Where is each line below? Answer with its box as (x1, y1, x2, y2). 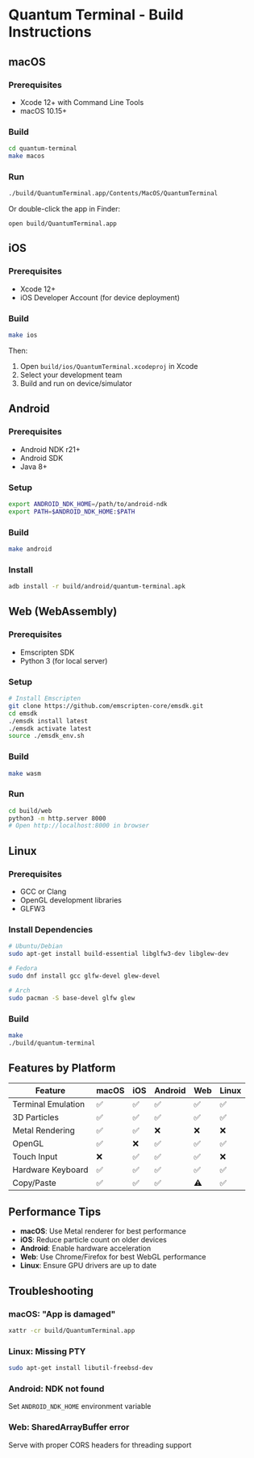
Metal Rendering (12, 1125, 75, 1136)
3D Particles (12, 1112, 59, 1123)
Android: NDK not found (8, 1383, 105, 1394)
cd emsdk (8, 709, 38, 718)
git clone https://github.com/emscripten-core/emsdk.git (8, 702, 204, 710)
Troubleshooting (8, 1284, 94, 1297)
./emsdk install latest (8, 717, 89, 725)
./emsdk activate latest (8, 724, 92, 732)
